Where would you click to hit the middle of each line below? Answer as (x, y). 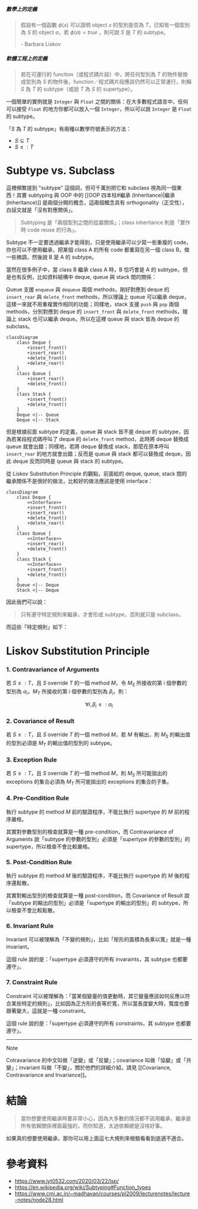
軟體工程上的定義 (27, 58)
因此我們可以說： (27, 602)
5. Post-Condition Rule (39, 862)
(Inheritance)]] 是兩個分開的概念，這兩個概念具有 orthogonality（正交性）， (97, 202)
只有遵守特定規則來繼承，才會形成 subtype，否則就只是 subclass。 (102, 614)
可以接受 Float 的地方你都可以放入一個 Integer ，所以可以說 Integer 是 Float (99, 108)
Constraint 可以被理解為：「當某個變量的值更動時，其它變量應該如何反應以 (96, 996)
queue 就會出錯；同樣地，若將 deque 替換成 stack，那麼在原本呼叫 (88, 446)
